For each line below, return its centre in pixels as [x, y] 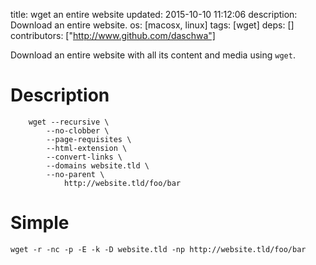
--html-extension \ [87, 148]
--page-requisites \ [89, 139]
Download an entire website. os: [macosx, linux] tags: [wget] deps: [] [152, 25]
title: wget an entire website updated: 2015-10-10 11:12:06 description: [154, 14]
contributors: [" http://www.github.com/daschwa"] [113, 35]
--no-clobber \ [78, 130]
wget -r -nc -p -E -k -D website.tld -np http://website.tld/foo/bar [158, 249]
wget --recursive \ [69, 122]
